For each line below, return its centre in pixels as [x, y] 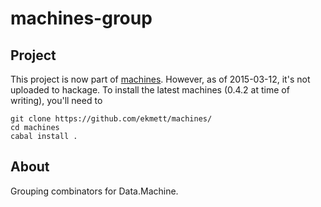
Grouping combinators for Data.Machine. [94, 191]
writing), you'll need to [56, 100]
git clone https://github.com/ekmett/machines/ [111, 119]
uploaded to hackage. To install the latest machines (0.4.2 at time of [150, 90]
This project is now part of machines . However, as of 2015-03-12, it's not [160, 79]
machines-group [81, 18]
